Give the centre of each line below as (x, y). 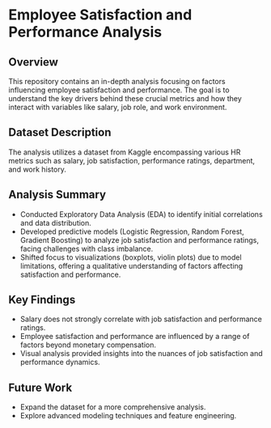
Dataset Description (60, 132)
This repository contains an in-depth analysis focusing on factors (117, 81)
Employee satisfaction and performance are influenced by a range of (135, 337)
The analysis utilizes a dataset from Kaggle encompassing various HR (125, 152)
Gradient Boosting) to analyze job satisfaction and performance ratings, (139, 239)
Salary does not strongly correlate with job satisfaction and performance (141, 319)
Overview (34, 62)
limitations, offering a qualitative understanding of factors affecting (131, 265)
